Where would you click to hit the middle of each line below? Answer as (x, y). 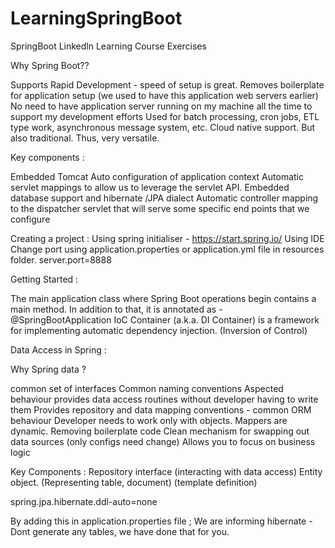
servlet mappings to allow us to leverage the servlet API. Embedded (150, 187)
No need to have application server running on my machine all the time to (161, 106)
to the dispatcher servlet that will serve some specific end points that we (160, 208)
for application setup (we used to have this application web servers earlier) (164, 95)
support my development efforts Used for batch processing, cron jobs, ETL (165, 116)
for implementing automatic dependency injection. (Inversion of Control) (159, 330)
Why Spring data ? (48, 369)
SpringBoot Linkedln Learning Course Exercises (108, 46)
